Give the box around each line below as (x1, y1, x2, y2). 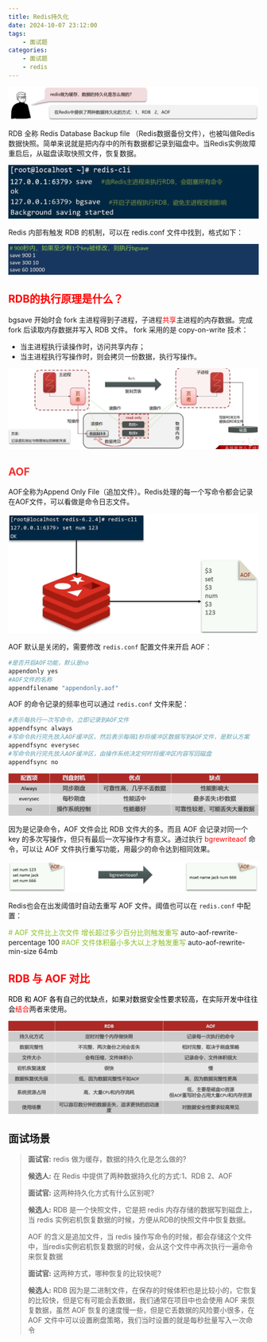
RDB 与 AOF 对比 (8, 972, 91, 985)
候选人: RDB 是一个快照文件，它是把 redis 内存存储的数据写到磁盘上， (27, 1204, 257, 1214)
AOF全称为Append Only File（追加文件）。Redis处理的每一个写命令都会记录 (8, 487, 253, 497)
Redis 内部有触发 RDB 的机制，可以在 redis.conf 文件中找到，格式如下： (8, 227, 244, 237)
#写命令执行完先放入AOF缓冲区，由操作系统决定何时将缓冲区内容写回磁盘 (8, 750, 212, 758)
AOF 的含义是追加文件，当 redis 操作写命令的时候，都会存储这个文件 (27, 1231, 253, 1241)
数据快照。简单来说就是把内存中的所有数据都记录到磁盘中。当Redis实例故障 (8, 139, 257, 149)
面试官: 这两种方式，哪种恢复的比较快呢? (27, 1268, 161, 1278)
